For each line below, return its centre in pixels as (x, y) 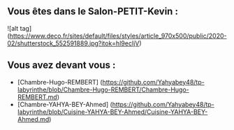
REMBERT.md (37, 96)
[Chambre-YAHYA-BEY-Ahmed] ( (65, 104)
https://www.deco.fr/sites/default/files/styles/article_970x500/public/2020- (118, 36)
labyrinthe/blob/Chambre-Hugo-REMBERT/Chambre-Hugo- (103, 89)
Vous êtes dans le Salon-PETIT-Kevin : (93, 12)
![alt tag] (20, 28)
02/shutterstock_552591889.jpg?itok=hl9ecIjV (73, 43)
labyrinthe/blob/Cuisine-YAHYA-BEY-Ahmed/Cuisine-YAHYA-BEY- (112, 112)
